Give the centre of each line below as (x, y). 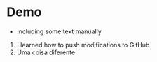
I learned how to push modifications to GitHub (83, 45)
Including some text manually (59, 31)
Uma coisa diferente (46, 52)
